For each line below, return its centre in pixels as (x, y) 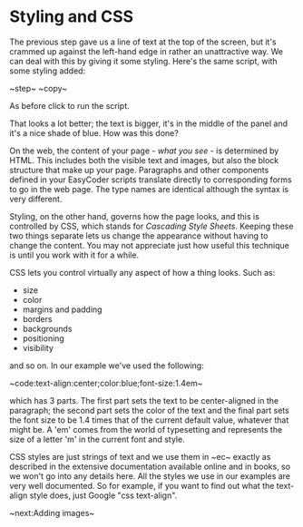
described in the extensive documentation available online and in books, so (150, 466)
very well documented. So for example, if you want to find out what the (142, 485)
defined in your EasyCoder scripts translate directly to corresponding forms (151, 180)
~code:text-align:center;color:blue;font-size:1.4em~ (106, 383)
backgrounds (47, 328)
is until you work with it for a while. (74, 255)
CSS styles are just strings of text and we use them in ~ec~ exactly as (140, 456)
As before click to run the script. (69, 105)
